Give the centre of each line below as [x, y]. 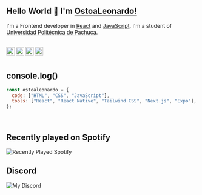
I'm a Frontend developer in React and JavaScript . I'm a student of [89, 25]
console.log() [32, 76]
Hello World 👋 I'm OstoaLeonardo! [72, 11]
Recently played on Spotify [59, 137]
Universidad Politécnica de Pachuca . [52, 32]
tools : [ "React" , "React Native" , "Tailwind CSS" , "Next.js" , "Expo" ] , [104, 101]
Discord [22, 171]
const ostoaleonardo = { [38, 90]
